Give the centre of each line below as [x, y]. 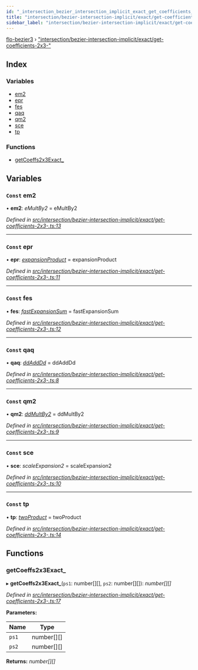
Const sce [20, 453]
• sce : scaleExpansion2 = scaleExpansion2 [59, 465]
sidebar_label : [25, 22]
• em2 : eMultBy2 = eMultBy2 [42, 208]
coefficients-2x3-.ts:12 [34, 329]
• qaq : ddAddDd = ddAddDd [41, 362]
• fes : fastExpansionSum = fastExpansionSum [62, 311]
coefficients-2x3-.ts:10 [34, 483]
